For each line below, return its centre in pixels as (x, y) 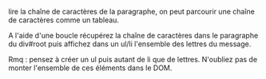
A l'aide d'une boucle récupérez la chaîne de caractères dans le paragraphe (133, 36)
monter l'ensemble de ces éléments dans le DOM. (90, 68)
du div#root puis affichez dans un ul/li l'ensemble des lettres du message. (130, 44)
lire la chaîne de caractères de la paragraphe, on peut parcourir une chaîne (132, 12)
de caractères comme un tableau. (64, 20)
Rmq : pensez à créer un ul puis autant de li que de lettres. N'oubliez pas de (133, 59)
